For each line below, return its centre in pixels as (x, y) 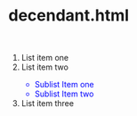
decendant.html (69, 16)
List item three (48, 103)
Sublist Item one (64, 84)
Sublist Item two (64, 94)
